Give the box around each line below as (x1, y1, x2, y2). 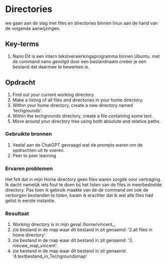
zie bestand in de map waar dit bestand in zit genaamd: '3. (12, 237, 133, 243)
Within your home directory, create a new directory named (12, 102, 133, 108)
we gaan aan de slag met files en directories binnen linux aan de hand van (5, 20, 158, 26)
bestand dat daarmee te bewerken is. (12, 63, 89, 69)
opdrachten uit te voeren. (12, 147, 65, 153)
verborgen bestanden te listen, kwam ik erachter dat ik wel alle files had (5, 192, 153, 198)
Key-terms (5, 40, 39, 48)
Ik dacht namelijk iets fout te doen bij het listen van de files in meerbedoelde (5, 181, 162, 188)
